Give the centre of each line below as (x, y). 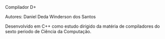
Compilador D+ (21, 7)
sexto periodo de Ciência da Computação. (48, 31)
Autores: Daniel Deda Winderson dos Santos (51, 17)
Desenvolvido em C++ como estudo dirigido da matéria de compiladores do (82, 26)
